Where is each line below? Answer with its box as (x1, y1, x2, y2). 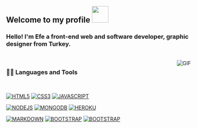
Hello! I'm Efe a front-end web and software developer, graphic (6, 33, 189, 41)
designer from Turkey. (6, 40, 72, 48)
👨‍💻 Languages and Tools (6, 68, 78, 76)
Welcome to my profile (6, 15, 91, 25)
